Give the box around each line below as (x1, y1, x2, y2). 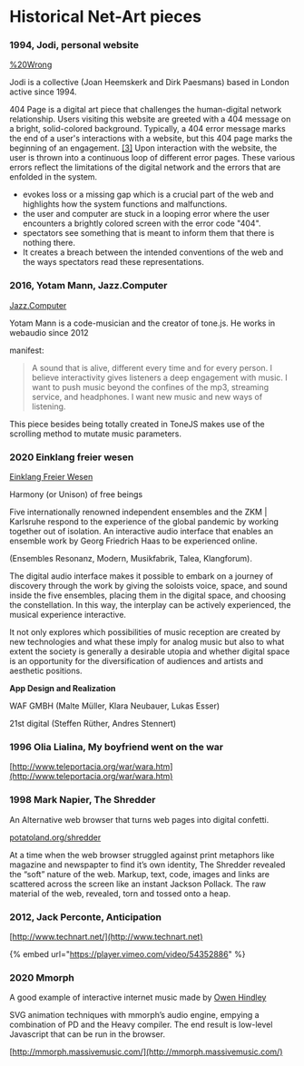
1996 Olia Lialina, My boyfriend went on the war (9, 741, 224, 753)
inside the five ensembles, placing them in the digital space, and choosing (9, 590, 287, 601)
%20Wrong (9, 59, 53, 70)
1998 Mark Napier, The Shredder (9, 794, 156, 807)
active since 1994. (9, 86, 77, 97)
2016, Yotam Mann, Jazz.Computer (9, 279, 168, 292)
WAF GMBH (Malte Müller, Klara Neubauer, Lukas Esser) (9, 700, 221, 711)
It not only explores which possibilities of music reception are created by (9, 627, 281, 638)
